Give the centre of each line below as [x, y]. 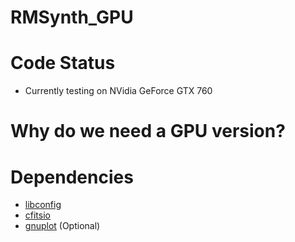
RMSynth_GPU [72, 17]
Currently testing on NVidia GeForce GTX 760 [118, 91]
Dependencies [72, 177]
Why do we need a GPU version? [148, 131]
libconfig [43, 205]
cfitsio [37, 215]
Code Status [63, 63]
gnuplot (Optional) [62, 226]
